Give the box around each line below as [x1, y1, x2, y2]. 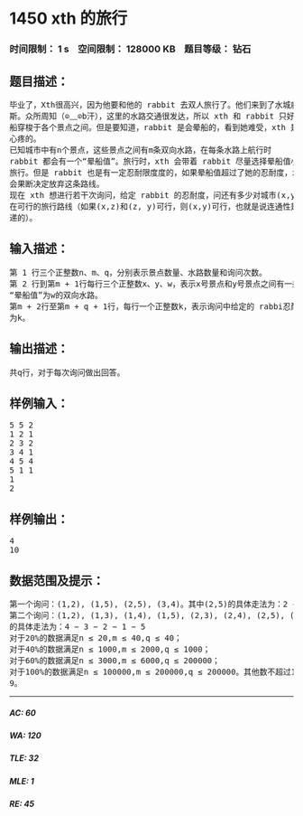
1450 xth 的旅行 [9, 8, 128, 29]
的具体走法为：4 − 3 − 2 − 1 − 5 [9, 621, 146, 632]
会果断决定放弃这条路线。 [9, 178, 105, 189]
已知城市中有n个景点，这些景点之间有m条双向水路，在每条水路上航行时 [9, 145, 272, 155]
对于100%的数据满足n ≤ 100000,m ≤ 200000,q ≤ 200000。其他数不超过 [9, 666, 291, 677]
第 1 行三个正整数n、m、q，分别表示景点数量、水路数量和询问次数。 [9, 267, 268, 277]
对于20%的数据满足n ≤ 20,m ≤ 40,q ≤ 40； [9, 633, 182, 642]
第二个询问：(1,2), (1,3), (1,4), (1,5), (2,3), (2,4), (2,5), [9, 610, 286, 620]
